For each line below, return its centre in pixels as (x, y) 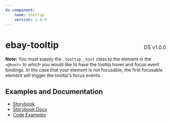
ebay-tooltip (32, 45)
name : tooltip (29, 15)
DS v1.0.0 (155, 48)
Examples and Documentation (54, 91)
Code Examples (29, 115)
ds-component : (20, 10)
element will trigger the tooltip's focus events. (53, 75)
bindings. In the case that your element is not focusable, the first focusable (84, 70)
